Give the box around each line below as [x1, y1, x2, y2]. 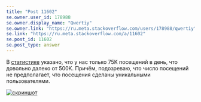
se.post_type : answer [6, 42, 60, 48]
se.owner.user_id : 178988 [6, 14, 71, 20]
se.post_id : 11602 [6, 36, 52, 42]
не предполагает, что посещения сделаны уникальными [6, 71, 151, 78]
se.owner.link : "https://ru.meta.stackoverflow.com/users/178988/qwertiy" [6, 25, 197, 32]
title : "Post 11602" [6, 8, 58, 15]
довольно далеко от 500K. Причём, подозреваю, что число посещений [6, 64, 189, 72]
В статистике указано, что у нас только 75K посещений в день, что [6, 58, 178, 66]
